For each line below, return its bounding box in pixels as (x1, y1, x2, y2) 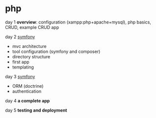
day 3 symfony (5, 73, 35, 79)
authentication (12, 88, 42, 94)
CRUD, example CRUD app (5, 24, 59, 30)
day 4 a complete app (5, 97, 50, 103)
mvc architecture (12, 43, 47, 49)
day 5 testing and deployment (5, 107, 67, 113)
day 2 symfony (5, 34, 35, 40)
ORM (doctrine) (12, 83, 44, 89)
